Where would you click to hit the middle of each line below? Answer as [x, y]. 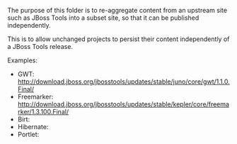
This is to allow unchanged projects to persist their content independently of [118, 39]
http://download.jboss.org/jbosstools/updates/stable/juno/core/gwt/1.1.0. [123, 82]
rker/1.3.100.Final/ [43, 112]
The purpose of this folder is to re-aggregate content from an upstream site [117, 10]
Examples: [22, 60]
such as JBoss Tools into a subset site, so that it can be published [103, 18]
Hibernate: [33, 127]
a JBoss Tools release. [40, 46]
